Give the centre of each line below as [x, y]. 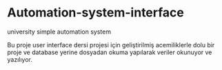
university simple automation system [59, 32]
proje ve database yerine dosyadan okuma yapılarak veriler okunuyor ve [110, 52]
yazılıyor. [20, 59]
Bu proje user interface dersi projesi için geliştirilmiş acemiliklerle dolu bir [111, 45]
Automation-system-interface [96, 13]
